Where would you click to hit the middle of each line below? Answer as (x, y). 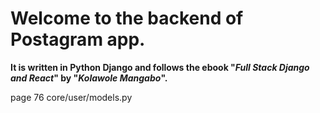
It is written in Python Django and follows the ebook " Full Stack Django (160, 67)
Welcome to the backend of (127, 18)
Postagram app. (78, 39)
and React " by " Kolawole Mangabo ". (89, 78)
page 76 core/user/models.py (71, 97)
